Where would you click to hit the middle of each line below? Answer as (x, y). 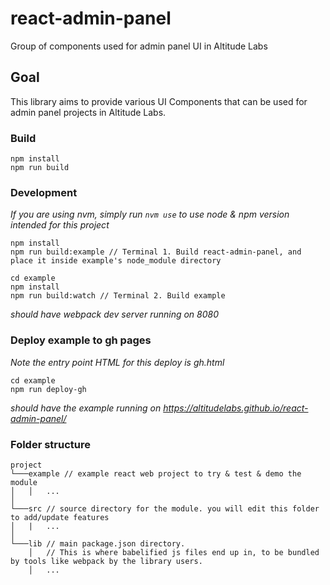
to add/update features (60, 517)
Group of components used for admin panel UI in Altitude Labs (139, 46)
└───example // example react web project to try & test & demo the (156, 473)
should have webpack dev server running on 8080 (115, 314)
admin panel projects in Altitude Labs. (88, 112)
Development (44, 192)
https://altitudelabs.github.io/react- (236, 408)
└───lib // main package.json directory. (98, 543)
